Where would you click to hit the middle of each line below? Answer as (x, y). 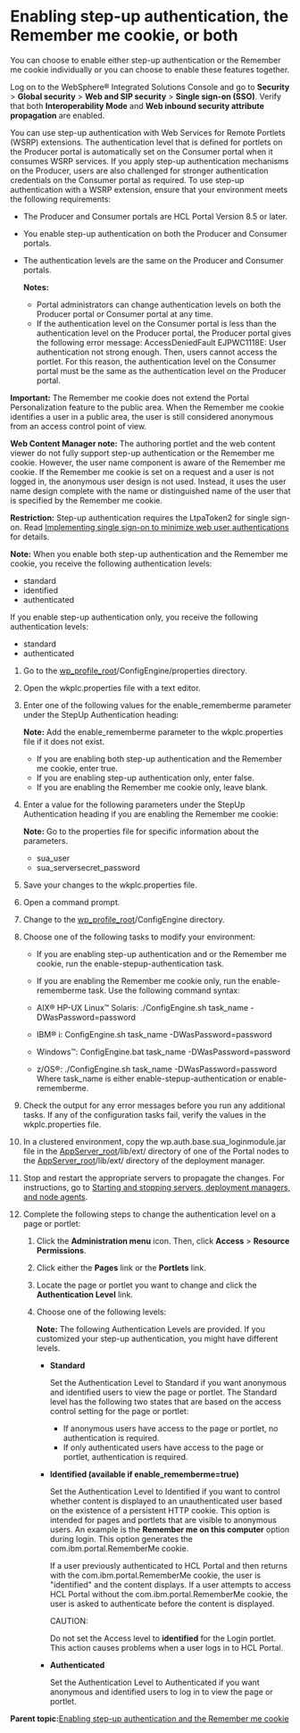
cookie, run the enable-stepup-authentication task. (130, 963)
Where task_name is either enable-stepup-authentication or (146, 1079)
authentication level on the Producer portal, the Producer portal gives (164, 333)
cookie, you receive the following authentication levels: (111, 563)
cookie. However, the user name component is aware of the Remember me (148, 462)
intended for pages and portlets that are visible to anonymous (163, 1520)
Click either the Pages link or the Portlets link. (121, 1267)
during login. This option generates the (121, 1538)
